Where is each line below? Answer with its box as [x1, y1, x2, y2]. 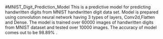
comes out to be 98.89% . [5, 30, 58, 35]
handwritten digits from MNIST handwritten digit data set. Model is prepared [5, 9, 159, 15]
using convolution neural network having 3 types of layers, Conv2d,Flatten [5, 14, 155, 20]
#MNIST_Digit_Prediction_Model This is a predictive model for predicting [5, 4, 151, 10]
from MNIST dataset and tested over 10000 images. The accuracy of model [5, 25, 157, 30]
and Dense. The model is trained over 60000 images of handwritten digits [5, 19, 154, 25]
